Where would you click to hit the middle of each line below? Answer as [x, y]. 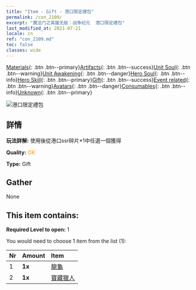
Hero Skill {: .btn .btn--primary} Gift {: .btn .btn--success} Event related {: [104, 79]
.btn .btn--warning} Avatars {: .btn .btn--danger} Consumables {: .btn [88, 86]
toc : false [20, 45]
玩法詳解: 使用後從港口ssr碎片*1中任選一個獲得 [64, 141]
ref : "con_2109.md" [30, 39]
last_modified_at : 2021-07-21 [44, 28]
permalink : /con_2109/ [34, 17]
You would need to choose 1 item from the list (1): [66, 241]
